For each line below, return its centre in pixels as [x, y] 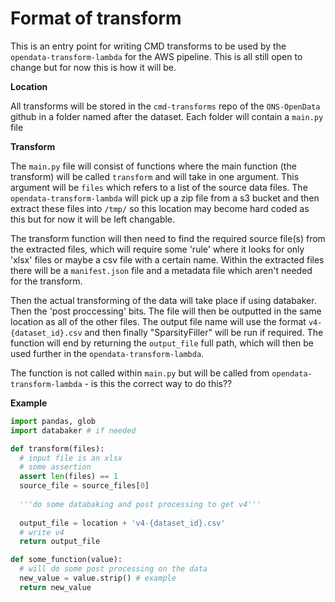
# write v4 [42, 532]
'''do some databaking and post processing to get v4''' [140, 504]
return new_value [55, 587]
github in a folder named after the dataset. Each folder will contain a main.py [167, 116]
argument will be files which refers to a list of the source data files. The [159, 187]
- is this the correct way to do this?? [158, 383]
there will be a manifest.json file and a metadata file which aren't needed [161, 270]
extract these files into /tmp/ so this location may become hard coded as [160, 208]
